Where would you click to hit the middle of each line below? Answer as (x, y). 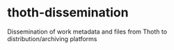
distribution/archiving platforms (52, 38)
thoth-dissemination (68, 13)
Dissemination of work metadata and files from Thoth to (87, 32)
